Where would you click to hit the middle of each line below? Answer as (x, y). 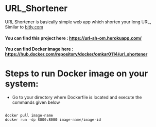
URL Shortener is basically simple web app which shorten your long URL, (78, 22)
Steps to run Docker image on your (77, 74)
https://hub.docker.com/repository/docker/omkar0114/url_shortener (76, 54)
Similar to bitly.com (24, 27)
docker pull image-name (29, 116)
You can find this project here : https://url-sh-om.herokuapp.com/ (73, 38)
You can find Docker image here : (39, 49)
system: (22, 84)
